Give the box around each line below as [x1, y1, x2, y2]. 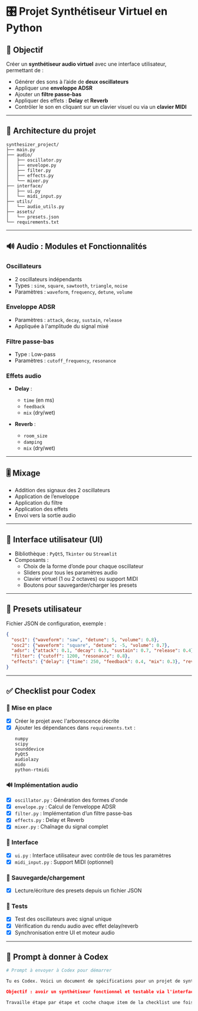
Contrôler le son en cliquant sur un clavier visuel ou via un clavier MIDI [14, 103, 187, 110]
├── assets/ [6, 209, 35, 214]
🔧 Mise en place [6, 704, 52, 712]
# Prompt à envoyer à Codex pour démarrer [6, 967, 112, 974]
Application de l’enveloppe [14, 493, 80, 500]
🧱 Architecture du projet [6, 126, 96, 136]
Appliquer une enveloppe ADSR [14, 84, 93, 92]
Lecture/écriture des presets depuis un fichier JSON [14, 887, 142, 894]
